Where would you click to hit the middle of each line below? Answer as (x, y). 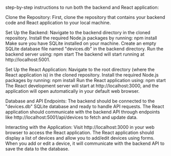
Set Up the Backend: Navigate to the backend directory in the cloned (78, 32)
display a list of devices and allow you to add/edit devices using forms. (80, 138)
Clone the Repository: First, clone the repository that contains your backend (85, 17)
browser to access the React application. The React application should (80, 133)
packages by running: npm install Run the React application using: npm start (86, 80)
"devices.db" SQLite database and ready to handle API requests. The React (85, 106)
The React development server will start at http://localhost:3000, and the (82, 86)
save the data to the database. (37, 149)
